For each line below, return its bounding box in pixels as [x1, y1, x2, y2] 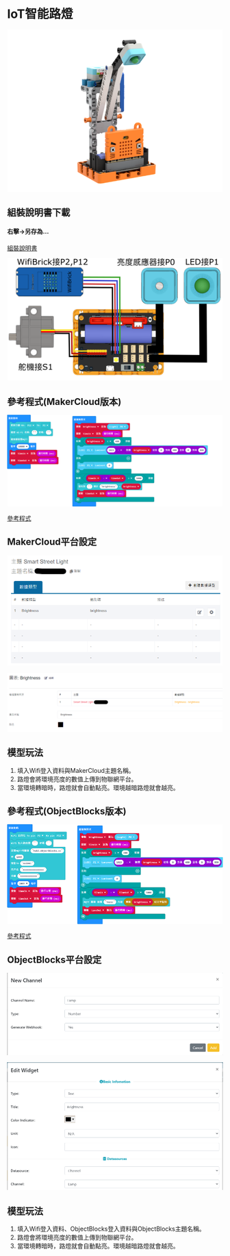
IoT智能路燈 [7, 6, 73, 22]
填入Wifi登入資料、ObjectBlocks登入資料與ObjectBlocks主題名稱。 [16, 1224, 205, 1233]
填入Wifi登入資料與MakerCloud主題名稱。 [16, 766, 135, 774]
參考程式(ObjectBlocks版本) [7, 806, 127, 817]
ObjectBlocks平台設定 [7, 954, 102, 965]
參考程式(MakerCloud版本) [7, 395, 122, 408]
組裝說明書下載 [7, 207, 71, 219]
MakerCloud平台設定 [7, 536, 97, 548]
